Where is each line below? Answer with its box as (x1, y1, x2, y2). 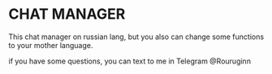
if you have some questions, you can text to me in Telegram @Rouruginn (8, 56, 252, 66)
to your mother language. (8, 40, 93, 50)
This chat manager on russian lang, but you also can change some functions (8, 32, 265, 41)
